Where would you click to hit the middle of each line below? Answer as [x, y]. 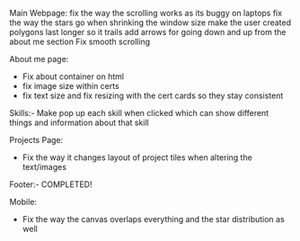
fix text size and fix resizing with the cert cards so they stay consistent [153, 95]
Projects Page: [36, 140]
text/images [44, 167]
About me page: [39, 59]
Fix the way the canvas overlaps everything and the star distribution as [153, 219]
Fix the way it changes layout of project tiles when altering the [137, 157]
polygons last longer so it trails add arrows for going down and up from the [148, 32]
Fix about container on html [73, 76]
